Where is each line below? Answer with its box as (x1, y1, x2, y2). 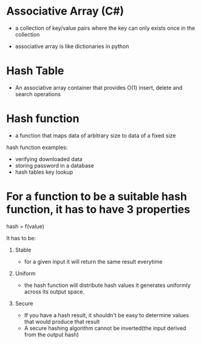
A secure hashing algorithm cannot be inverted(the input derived (24, 324, 186, 332)
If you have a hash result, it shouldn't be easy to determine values (24, 311, 189, 318)
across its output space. (24, 287, 85, 295)
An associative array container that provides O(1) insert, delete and (15, 84, 183, 91)
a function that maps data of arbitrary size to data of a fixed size (15, 132, 176, 139)
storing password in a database (15, 162, 94, 169)
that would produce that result (24, 318, 100, 325)
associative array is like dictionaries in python (15, 43, 129, 50)
